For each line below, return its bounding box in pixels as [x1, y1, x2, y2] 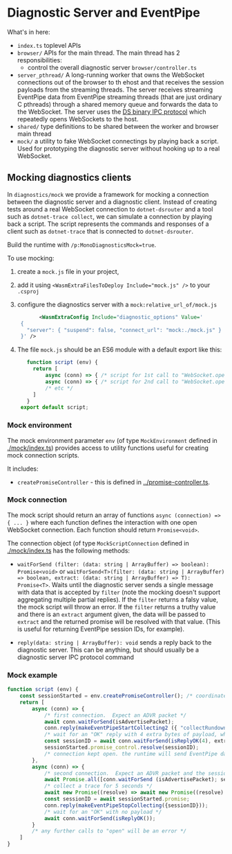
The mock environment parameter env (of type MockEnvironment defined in [7, 436, 217, 444]
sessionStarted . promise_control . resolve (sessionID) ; [43, 744, 199, 751]
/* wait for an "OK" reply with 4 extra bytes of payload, [43, 731, 217, 738]
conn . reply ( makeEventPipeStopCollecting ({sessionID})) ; [43, 802, 209, 809]
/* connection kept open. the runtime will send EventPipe [43, 750, 217, 757]
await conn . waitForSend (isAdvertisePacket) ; [43, 718, 175, 725]
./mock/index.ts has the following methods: [7, 546, 130, 555]
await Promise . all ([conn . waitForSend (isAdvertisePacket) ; [43, 776, 217, 783]
